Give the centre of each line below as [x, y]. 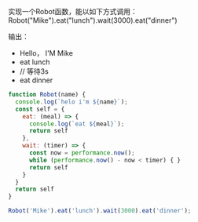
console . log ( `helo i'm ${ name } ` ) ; [71, 102]
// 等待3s [34, 71]
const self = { [40, 109]
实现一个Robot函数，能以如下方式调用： [73, 11]
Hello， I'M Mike [46, 53]
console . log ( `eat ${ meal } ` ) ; [77, 124]
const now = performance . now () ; [82, 153]
